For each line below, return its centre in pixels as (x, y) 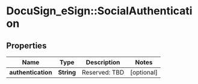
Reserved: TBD (103, 72)
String (67, 72)
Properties (26, 46)
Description (103, 62)
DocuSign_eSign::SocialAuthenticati (99, 11)
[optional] (144, 72)
